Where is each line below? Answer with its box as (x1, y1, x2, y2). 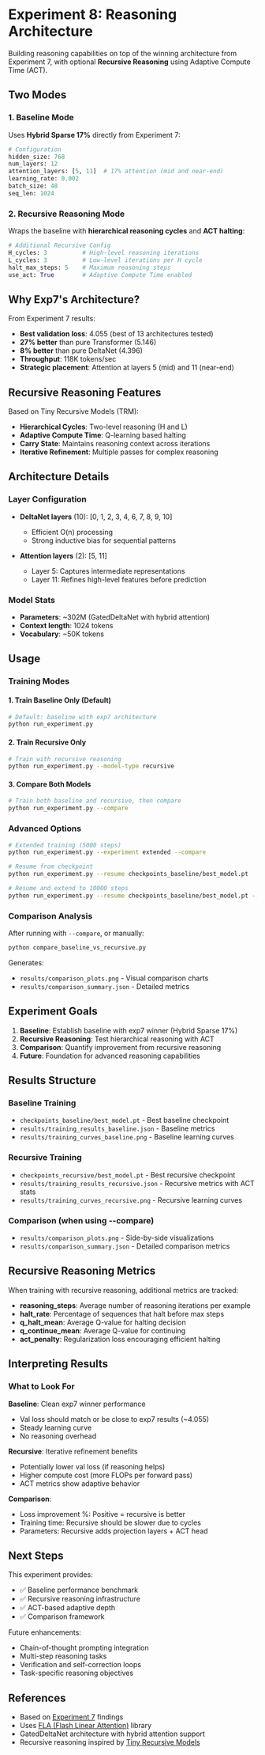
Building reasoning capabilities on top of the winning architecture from (8, 48, 237, 58)
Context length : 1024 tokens (19, 621, 114, 631)
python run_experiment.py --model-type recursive (8, 762, 175, 771)
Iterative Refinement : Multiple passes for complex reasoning (19, 447, 218, 457)
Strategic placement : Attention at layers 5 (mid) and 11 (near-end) (19, 362, 235, 373)
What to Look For (8, 1381, 75, 1392)
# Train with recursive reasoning (8, 755, 122, 763)
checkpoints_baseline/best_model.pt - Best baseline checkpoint (19, 1116, 230, 1125)
